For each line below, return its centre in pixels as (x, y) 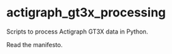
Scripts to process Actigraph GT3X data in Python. (77, 31)
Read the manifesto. (34, 44)
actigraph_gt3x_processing (86, 13)
